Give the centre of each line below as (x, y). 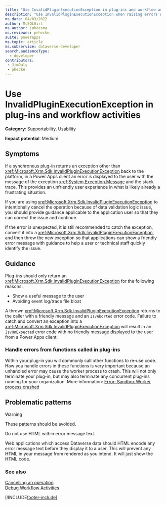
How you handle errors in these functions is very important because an (77, 366)
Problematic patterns (38, 402)
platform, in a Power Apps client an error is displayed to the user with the (79, 176)
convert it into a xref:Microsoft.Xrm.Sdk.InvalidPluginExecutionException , (80, 232)
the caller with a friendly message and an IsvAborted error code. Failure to (81, 316)
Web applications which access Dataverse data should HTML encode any (80, 443)
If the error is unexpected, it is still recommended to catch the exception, (79, 227)
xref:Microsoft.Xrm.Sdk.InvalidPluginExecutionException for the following (80, 281)
